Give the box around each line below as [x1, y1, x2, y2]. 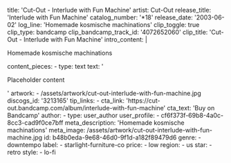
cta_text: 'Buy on [167, 104, 215, 112]
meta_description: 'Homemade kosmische [64, 119, 185, 127]
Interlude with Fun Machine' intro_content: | [23, 35, 147, 44]
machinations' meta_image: [7, 126, 86, 134]
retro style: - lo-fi [7, 148, 57, 156]
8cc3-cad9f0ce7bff [7, 119, 64, 127]
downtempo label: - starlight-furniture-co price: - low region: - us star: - [7, 141, 212, 148]
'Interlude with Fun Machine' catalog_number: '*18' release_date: [7, 13, 194, 22]
